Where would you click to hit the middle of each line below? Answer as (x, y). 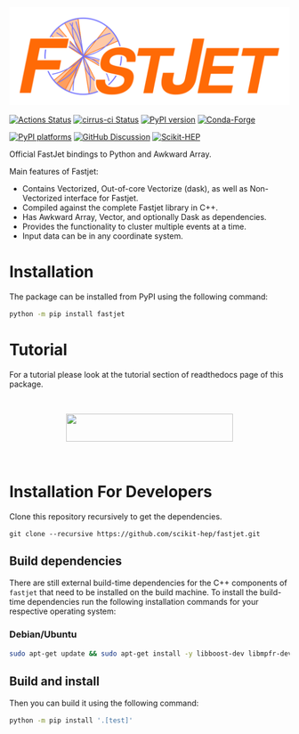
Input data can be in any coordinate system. (103, 236)
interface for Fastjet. (101, 199)
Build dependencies (66, 562)
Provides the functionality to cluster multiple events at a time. (134, 227)
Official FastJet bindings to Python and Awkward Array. (110, 154)
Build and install (54, 682)
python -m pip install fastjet (67, 314)
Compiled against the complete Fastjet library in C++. (120, 208)
